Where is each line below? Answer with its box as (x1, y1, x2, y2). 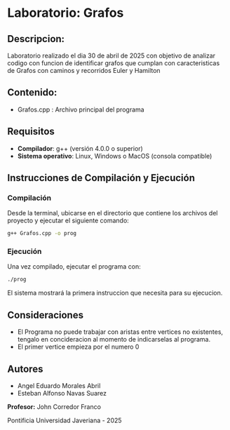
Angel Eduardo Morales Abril (17, 381, 101, 390)
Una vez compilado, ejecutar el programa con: (7, 262, 142, 271)
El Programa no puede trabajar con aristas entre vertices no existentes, (17, 328, 223, 336)
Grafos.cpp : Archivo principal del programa (17, 105, 145, 114)
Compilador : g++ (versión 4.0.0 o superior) (17, 144, 144, 152)
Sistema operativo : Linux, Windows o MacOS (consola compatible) (17, 152, 212, 160)
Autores (7, 363, 43, 375)
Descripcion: (7, 33, 65, 45)
